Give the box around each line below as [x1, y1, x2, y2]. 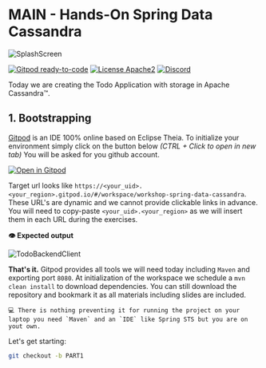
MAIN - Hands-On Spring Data [8, 6, 213, 24]
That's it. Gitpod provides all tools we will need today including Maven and [8, 264, 250, 274]
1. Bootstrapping [8, 112, 92, 125]
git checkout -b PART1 [8, 351, 84, 360]
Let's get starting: [8, 336, 66, 346]
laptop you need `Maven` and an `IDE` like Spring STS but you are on [8, 315, 248, 323]
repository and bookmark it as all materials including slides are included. [8, 290, 246, 299]
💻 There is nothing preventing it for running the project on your [8, 306, 240, 315]
